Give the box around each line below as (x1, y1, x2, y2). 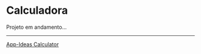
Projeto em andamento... (6, 23, 67, 31)
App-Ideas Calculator (6, 40, 59, 48)
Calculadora (6, 4, 68, 17)
